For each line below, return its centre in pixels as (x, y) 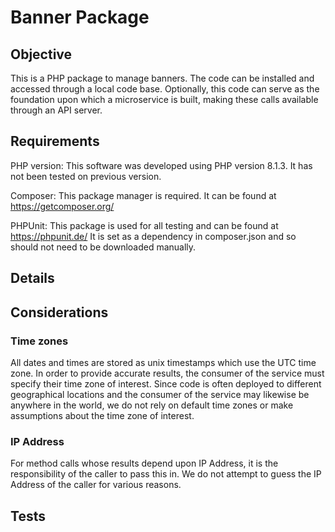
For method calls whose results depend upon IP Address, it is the (144, 463)
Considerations (59, 312)
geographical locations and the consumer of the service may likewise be (160, 394)
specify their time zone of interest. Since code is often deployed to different (166, 383)
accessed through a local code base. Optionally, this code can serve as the (165, 89)
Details (32, 278)
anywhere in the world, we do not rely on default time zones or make (152, 405)
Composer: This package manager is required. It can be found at (143, 195)
